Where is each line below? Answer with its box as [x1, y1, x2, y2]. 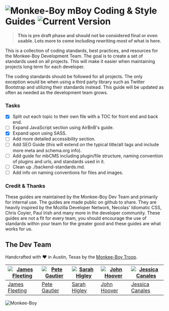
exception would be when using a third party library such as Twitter [5, 79, 145, 85]
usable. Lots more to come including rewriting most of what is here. [17, 38, 162, 44]
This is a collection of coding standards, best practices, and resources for [5, 47, 158, 53]
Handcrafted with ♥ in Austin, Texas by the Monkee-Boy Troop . [5, 254, 138, 260]
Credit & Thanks [5, 182, 46, 189]
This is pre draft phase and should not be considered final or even [17, 32, 158, 38]
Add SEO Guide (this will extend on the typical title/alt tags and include [12, 142, 159, 148]
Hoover [100, 287, 118, 294]
